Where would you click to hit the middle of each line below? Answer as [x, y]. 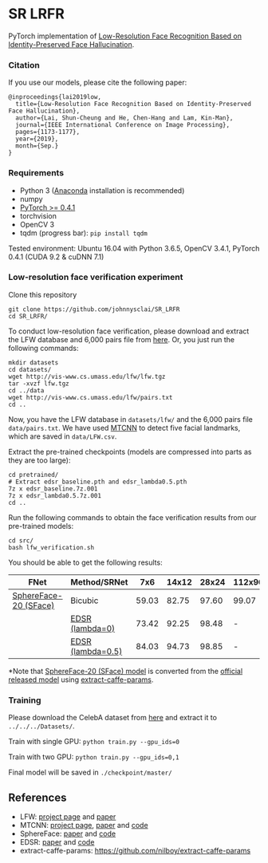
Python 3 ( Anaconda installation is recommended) [102, 190]
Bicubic [85, 601]
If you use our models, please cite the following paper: [98, 83]
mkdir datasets [33, 363]
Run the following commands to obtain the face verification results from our [132, 517]
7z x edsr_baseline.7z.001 [53, 489]
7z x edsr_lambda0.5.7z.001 [55, 495]
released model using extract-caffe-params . [81, 680]
